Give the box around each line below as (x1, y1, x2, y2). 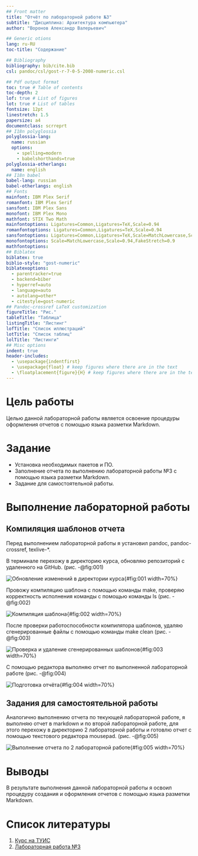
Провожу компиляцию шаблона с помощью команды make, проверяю (6, 586, 184, 593)
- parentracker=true (11, 271, 62, 277)
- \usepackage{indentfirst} (11, 359, 81, 365)
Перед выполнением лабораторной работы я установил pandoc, (6, 539, 170, 546)
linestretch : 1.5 (6, 111, 49, 118)
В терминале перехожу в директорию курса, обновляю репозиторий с (6, 557, 185, 564)
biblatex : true (6, 254, 44, 260)
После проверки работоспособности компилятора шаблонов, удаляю (6, 622, 183, 629)
